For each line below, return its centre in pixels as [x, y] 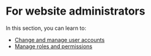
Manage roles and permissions [53, 46]
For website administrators [75, 11]
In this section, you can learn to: [46, 28]
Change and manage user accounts [60, 40]
